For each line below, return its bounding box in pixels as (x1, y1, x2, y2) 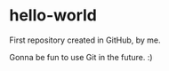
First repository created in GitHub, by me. (9, 35, 162, 45)
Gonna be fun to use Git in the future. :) (9, 51, 153, 62)
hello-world (9, 5, 98, 26)
